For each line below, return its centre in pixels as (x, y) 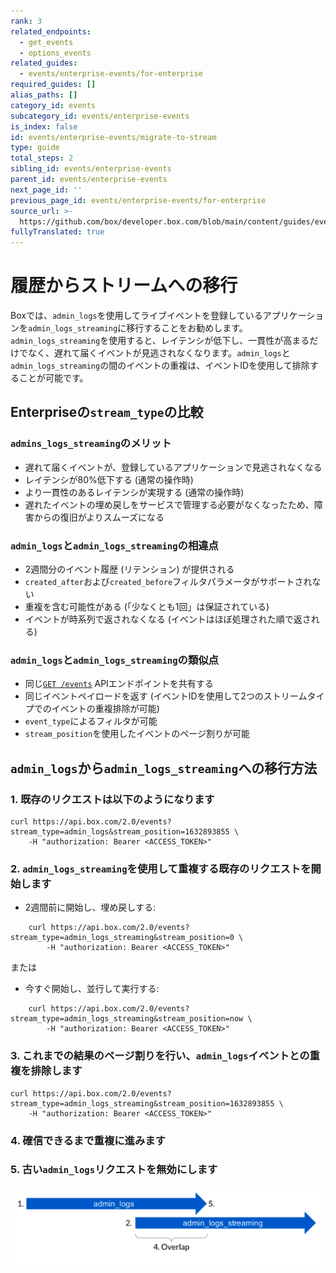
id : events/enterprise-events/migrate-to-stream (113, 137)
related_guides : (44, 63)
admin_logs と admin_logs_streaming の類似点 (114, 660)
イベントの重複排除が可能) (105, 709)
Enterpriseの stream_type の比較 (107, 412)
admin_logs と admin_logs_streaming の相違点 (114, 545)
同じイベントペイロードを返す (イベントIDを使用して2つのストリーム (166, 696)
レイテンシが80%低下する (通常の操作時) (109, 479)
